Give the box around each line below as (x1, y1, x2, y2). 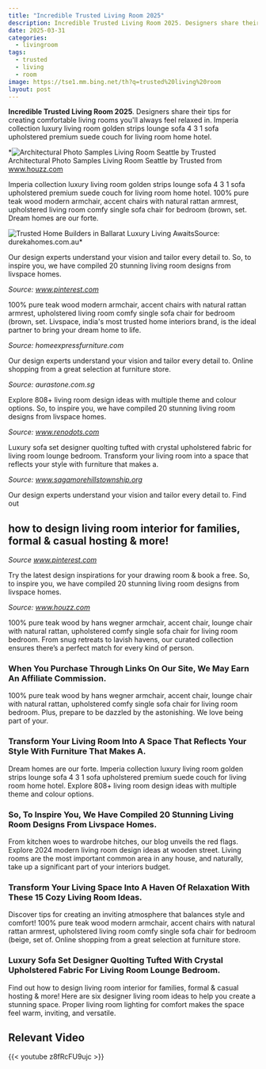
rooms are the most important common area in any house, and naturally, (8, 853, 244, 864)
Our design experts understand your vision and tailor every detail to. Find (8, 491, 247, 500)
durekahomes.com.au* (8, 237, 83, 246)
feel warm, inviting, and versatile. (8, 1008, 116, 1017)
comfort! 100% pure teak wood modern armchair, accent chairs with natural (8, 918, 256, 928)
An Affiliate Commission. (8, 673, 107, 684)
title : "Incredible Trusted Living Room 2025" (8, 11, 165, 20)
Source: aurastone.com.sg (8, 380, 95, 389)
